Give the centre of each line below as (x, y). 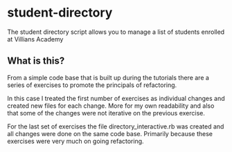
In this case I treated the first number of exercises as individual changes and (116, 98)
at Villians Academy (35, 39)
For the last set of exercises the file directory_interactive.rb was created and (116, 126)
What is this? (36, 61)
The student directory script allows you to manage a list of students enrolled (116, 32)
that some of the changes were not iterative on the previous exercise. (106, 113)
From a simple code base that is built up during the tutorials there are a (108, 77)
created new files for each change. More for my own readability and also (111, 106)
